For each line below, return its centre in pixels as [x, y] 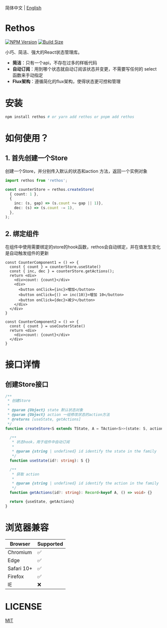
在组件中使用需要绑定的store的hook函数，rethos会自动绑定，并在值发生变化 [83, 247]
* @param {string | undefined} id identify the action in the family [85, 483]
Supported [50, 544]
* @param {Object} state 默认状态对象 [45, 410]
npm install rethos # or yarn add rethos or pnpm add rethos [70, 117]
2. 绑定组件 [22, 234]
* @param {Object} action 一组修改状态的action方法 [59, 415]
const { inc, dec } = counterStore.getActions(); [62, 271]
